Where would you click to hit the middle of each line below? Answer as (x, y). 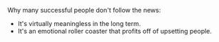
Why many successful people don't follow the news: (84, 10)
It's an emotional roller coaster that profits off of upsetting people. (115, 31)
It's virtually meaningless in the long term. (79, 23)
